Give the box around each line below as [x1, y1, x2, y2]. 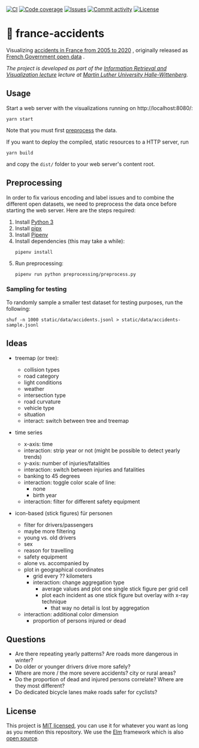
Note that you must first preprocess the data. [6, 126, 117, 133]
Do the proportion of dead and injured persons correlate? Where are [14, 676, 184, 683]
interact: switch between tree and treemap [23, 417, 129, 424]
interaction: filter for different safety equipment [23, 498, 140, 505]
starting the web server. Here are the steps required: [6, 206, 136, 213]
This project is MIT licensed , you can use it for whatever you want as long [6, 722, 189, 729]
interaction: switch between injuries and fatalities [23, 466, 145, 473]
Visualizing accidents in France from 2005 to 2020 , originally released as [6, 46, 188, 54]
